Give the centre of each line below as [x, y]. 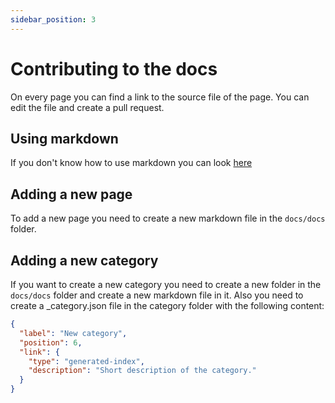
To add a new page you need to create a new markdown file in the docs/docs [168, 218]
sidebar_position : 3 [53, 19]
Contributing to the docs [114, 68]
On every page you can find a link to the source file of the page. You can [160, 97]
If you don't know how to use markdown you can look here [131, 163]
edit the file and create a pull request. [87, 107]
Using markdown [64, 138]
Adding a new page [71, 194]
